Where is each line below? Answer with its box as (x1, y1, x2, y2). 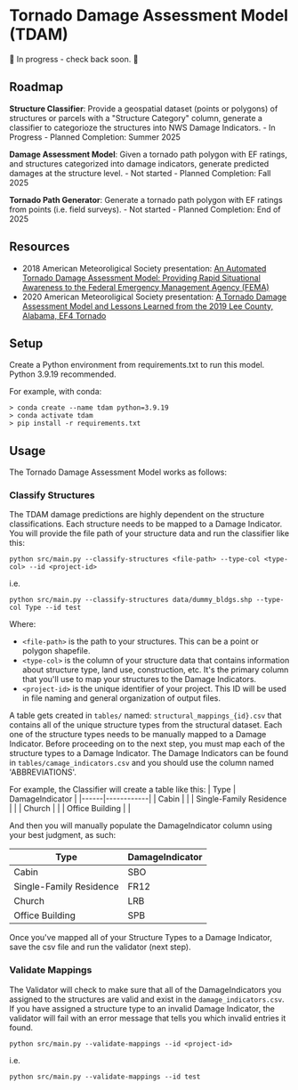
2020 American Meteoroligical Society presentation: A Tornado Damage (21, 291, 287, 302)
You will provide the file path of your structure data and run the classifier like (9, 528, 290, 539)
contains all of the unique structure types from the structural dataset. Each (9, 720, 283, 730)
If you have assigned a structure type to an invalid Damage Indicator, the (9, 1003, 276, 1013)
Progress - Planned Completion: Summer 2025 (9, 131, 181, 142)
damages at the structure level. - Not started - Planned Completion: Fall (9, 167, 271, 178)
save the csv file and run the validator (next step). (9, 941, 191, 953)
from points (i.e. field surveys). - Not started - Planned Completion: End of (9, 204, 282, 215)
